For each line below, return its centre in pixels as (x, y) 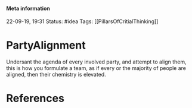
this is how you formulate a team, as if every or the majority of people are (96, 68)
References (35, 99)
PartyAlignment (46, 45)
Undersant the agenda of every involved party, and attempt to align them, (96, 62)
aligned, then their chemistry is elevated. (56, 75)
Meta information (28, 8)
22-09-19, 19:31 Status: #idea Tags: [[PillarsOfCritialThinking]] (82, 21)
